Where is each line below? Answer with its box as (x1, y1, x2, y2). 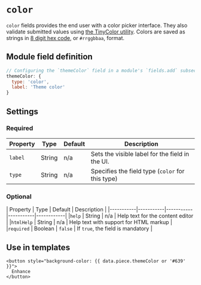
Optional (6, 192, 32, 201)
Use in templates (6, 242, 71, 252)
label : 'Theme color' (11, 84, 66, 90)
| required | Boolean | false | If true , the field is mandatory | (6, 225, 153, 232)
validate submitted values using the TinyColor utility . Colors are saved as (6, 28, 185, 35)
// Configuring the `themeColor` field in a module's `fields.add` (6, 68, 178, 73)
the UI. (90, 157, 109, 166)
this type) (90, 174, 118, 183)
